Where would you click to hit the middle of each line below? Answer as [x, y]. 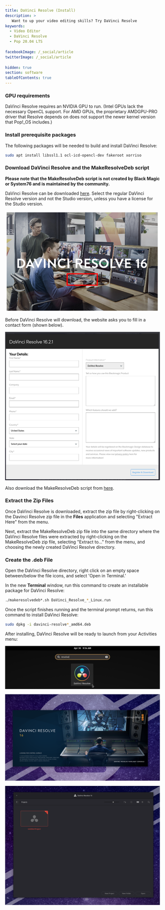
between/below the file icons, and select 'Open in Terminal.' [66, 576]
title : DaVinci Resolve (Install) [41, 10]
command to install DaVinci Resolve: [42, 615]
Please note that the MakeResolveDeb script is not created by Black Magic [82, 178]
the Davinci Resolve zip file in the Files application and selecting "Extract [79, 516]
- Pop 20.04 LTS [26, 42]
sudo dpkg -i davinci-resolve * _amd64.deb [48, 625]
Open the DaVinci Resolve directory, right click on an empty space [72, 570]
